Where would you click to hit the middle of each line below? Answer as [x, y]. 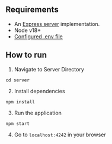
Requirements [32, 10]
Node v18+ [27, 30]
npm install [20, 102]
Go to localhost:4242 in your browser [60, 135]
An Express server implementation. [57, 24]
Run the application [38, 113]
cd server [18, 80]
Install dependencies [40, 91]
